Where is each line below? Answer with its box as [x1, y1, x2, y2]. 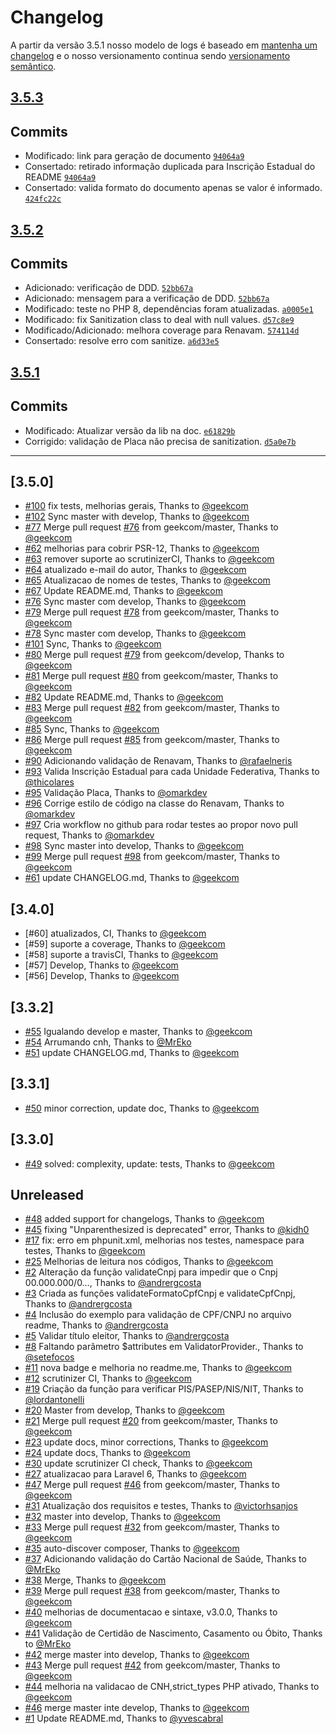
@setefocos [24, 1351, 75, 1363]
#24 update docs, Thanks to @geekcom [24, 1447, 191, 1459]
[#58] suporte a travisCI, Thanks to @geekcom [24, 949, 219, 961]
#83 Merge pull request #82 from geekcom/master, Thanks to [24, 702, 280, 714]
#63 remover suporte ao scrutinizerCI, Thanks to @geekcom [24, 553, 275, 565]
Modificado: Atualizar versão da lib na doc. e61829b [24, 424, 236, 436]
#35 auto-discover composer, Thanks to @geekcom [24, 1542, 240, 1555]
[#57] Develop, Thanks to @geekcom [24, 959, 179, 971]
